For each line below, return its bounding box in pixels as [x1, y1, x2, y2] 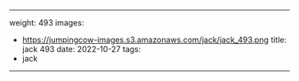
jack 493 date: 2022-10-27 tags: [21, 44, 141, 54]
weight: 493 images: [9, 18, 85, 27]
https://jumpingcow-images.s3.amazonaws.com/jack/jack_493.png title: [21, 34, 287, 45]
